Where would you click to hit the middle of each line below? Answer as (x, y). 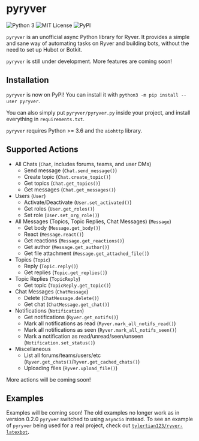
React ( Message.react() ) (54, 234)
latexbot (17, 433)
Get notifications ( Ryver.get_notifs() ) (71, 317)
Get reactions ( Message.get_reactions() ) (74, 240)
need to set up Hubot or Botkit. (44, 49)
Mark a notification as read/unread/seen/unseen (84, 336)
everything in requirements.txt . (46, 119)
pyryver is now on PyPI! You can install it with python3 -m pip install (92, 94)
